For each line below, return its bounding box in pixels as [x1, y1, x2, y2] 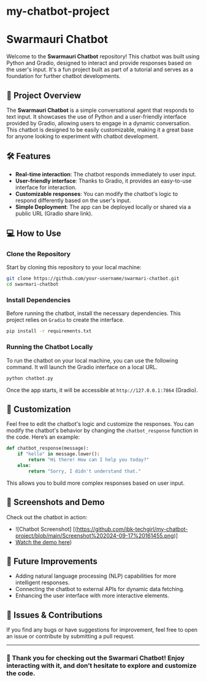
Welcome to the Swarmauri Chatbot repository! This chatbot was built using [6, 53, 200, 60]
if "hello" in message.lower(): [17, 451, 100, 457]
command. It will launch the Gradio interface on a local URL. [6, 363, 158, 370]
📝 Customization [6, 404, 71, 414]
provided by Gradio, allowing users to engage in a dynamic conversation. [6, 119, 191, 127]
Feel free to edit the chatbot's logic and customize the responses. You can [6, 420, 194, 428]
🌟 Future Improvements [6, 556, 98, 566]
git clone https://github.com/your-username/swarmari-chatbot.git [6, 275, 180, 282]
